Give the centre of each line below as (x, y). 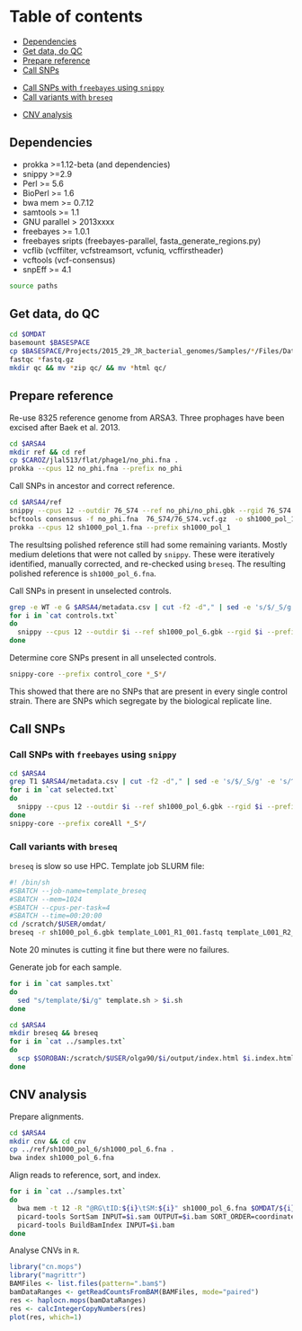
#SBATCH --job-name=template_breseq (78, 891)
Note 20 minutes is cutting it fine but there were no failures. (120, 950)
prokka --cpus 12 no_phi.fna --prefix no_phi (96, 469)
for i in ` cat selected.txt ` (64, 790)
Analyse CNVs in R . (44, 1250)
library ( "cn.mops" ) (46, 1267)
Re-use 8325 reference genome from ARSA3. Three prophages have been (147, 417)
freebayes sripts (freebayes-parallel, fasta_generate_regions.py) (142, 241)
